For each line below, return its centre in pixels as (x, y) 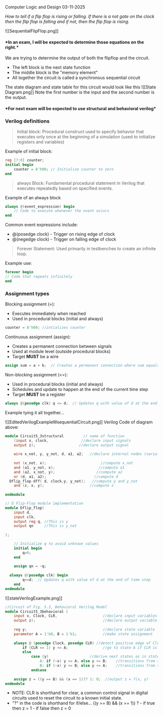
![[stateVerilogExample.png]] (34, 598)
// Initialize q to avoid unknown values (56, 544)
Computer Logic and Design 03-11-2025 (45, 7)
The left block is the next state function (51, 67)
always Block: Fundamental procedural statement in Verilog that (81, 183)
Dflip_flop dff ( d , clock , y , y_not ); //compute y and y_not (73, 481)
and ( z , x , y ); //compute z (64, 486)
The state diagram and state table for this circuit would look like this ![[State (81, 87)
